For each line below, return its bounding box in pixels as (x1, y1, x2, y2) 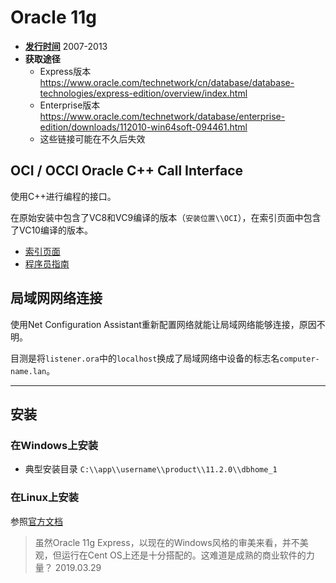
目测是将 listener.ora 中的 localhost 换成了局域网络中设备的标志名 (10, 352, 280, 364)
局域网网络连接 (10, 290, 103, 307)
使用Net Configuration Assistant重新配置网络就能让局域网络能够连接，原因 (10, 318, 317, 330)
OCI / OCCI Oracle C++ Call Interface (10, 162, 244, 180)
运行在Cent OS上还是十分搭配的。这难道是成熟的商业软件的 (61, 549, 307, 561)
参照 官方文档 (10, 515, 63, 527)
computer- (279, 354, 320, 364)
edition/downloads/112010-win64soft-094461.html (39, 121, 248, 133)
